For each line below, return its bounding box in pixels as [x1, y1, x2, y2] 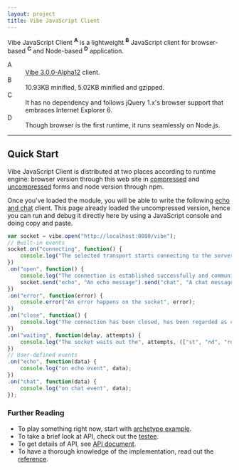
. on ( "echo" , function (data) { [7, 358, 97, 365]
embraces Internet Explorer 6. [25, 105, 112, 114]
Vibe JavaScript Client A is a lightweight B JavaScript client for [7, 36, 190, 46]
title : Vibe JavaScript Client [7, 17, 100, 24]
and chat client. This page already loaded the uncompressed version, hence [7, 204, 230, 212]
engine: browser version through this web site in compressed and [7, 174, 200, 183]
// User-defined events [7, 352, 78, 359]
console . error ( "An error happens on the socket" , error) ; [20, 298, 196, 306]
